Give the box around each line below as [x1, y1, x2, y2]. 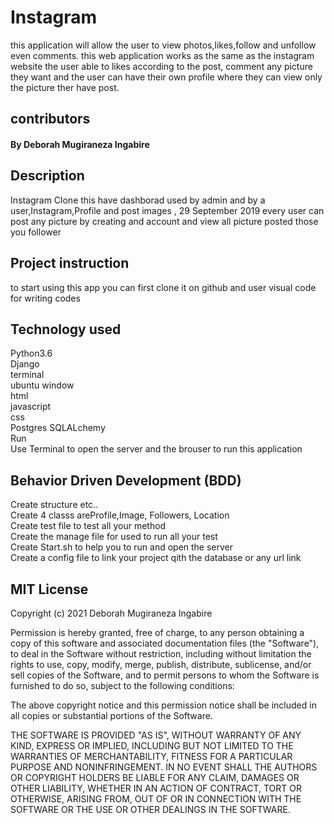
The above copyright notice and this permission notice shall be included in [10, 699, 317, 711]
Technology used [10, 321, 122, 338]
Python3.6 [10, 347, 53, 360]
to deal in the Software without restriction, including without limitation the [10, 647, 312, 660]
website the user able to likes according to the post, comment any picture [10, 60, 313, 72]
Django [10, 358, 40, 370]
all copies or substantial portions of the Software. [10, 709, 213, 721]
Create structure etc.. [10, 499, 99, 511]
